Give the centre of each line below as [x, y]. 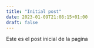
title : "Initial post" [34, 11]
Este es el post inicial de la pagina [47, 39]
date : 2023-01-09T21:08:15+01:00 [47, 17]
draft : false [22, 22]
